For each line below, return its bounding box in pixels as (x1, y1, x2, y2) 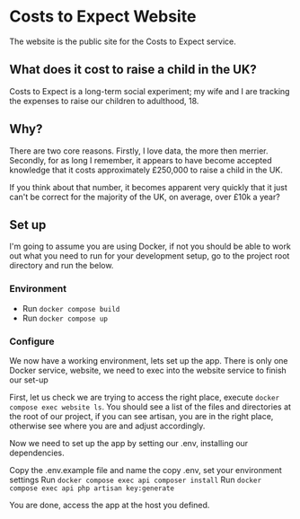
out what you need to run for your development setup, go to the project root (9, 251, 290, 261)
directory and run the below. (9, 260, 114, 271)
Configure (9, 335, 55, 347)
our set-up (9, 374, 49, 385)
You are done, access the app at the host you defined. (9, 499, 210, 510)
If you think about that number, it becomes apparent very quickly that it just (9, 181, 287, 192)
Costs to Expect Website (9, 6, 197, 27)
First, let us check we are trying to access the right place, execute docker (9, 391, 280, 402)
